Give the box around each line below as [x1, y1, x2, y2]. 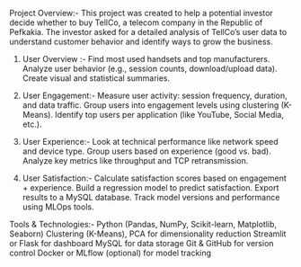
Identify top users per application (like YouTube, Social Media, [55, 110, 285, 120]
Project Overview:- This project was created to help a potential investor [9, 8, 274, 18]
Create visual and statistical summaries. [22, 73, 171, 84]
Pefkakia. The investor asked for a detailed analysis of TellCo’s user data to [9, 27, 288, 37]
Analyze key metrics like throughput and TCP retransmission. [22, 156, 249, 165]
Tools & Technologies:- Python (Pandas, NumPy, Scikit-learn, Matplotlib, [9, 219, 277, 229]
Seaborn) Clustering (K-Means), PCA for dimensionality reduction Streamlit [9, 228, 287, 239]
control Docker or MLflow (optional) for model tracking [9, 247, 212, 258]
